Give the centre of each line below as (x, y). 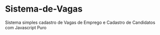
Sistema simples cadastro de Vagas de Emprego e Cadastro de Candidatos (80, 22)
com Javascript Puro (26, 27)
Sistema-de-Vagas (44, 9)
